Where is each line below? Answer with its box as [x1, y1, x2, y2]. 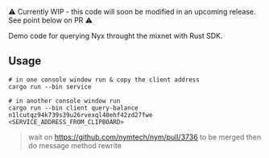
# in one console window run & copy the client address [8, 76, 200, 84]
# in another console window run [8, 97, 121, 105]
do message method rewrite [27, 140, 122, 150]
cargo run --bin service [8, 82, 92, 91]
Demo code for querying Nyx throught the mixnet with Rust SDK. [8, 31, 223, 40]
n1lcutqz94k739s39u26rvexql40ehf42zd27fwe [8, 110, 153, 119]
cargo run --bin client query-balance [8, 104, 139, 112]
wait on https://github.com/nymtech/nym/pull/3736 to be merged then [27, 132, 262, 142]
